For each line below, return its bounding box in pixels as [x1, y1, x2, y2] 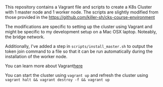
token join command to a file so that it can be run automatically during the [5, 48, 153, 54]
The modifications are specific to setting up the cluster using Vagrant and [5, 24, 152, 29]
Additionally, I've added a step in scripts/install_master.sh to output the [5, 43, 153, 49]
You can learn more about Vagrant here [5, 63, 83, 69]
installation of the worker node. [5, 54, 68, 59]
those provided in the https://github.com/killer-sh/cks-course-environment [5, 14, 155, 20]
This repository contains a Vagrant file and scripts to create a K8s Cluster [5, 4, 152, 10]
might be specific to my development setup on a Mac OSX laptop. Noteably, [5, 29, 157, 34]
